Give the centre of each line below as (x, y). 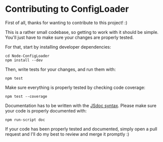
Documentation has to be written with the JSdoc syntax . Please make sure (81, 105)
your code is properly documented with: (46, 111)
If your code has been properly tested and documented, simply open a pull (81, 129)
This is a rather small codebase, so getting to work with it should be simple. (82, 32)
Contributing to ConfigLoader (67, 9)
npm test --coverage (26, 96)
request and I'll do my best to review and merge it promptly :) (67, 134)
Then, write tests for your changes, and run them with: (61, 69)
